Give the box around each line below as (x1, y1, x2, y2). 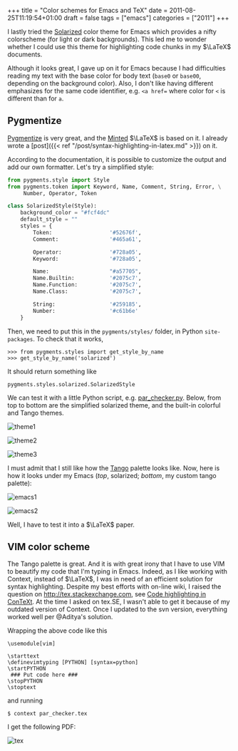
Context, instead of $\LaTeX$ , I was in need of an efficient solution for (7, 575, 214, 584)
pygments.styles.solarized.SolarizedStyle (7, 380, 135, 388)
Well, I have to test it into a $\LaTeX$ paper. (7, 520, 135, 529)
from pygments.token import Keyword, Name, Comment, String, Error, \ (7, 183, 222, 190)
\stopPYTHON (7, 678, 43, 685)
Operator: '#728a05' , (33, 249, 142, 256)
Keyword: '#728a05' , (33, 255, 142, 262)
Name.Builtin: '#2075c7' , (33, 274, 142, 282)
